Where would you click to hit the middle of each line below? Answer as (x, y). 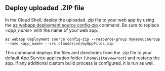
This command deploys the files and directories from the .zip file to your (79, 52)
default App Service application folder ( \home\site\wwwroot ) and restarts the (82, 58)
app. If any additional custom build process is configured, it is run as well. (80, 63)
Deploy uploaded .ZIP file (45, 8)
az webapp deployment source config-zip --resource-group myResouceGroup (83, 39)
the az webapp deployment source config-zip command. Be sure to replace (82, 25)
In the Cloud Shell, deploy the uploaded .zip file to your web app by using (80, 20)
